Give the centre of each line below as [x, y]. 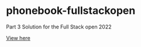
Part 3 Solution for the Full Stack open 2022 [59, 27]
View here [18, 38]
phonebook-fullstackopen [71, 11]
